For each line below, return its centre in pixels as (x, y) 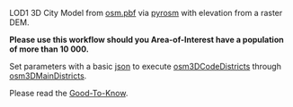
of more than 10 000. (49, 49)
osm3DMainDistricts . (48, 76)
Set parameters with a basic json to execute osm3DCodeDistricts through (145, 66)
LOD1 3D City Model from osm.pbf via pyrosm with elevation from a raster (146, 13)
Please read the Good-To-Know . (69, 93)
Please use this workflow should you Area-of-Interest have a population (147, 40)
